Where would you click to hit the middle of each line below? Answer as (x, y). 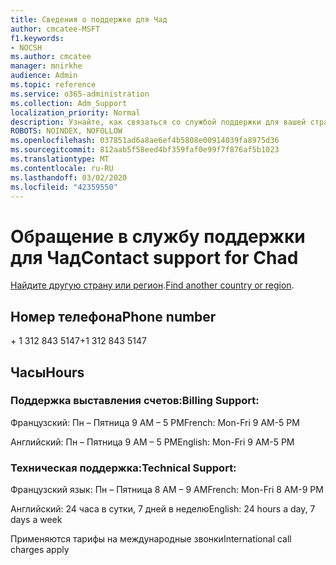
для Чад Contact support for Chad (154, 257)
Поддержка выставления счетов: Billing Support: (135, 401)
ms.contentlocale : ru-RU (62, 168)
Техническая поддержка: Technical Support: (123, 468)
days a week (36, 520)
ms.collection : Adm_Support (69, 103)
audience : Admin (44, 76)
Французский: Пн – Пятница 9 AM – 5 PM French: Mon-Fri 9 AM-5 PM (155, 422)
